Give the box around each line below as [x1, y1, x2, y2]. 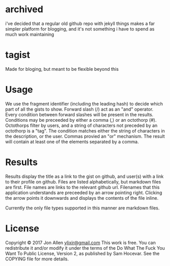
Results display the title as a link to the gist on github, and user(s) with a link [5, 173, 164, 179]
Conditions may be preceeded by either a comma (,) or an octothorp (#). [5, 117, 157, 123]
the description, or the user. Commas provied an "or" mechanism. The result [5, 133, 165, 139]
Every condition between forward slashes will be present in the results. [5, 111, 154, 118]
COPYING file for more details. [5, 256, 69, 262]
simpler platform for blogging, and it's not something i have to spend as [5, 25, 155, 32]
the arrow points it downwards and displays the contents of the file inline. [5, 195, 159, 201]
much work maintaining [5, 31, 54, 37]
